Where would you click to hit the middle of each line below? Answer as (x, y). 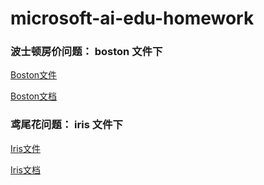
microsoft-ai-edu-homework (132, 18)
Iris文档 (25, 169)
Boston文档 (34, 96)
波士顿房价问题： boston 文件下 (86, 52)
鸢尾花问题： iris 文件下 (66, 125)
